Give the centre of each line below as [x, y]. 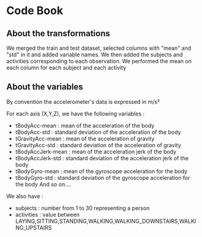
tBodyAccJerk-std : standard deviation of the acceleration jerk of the [102, 158]
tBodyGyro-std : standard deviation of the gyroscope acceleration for [103, 177]
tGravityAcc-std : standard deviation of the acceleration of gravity [98, 145]
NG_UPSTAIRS [33, 227]
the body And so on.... [43, 184]
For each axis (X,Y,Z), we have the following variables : [76, 114]
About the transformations [58, 33]
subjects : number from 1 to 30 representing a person [82, 208]
